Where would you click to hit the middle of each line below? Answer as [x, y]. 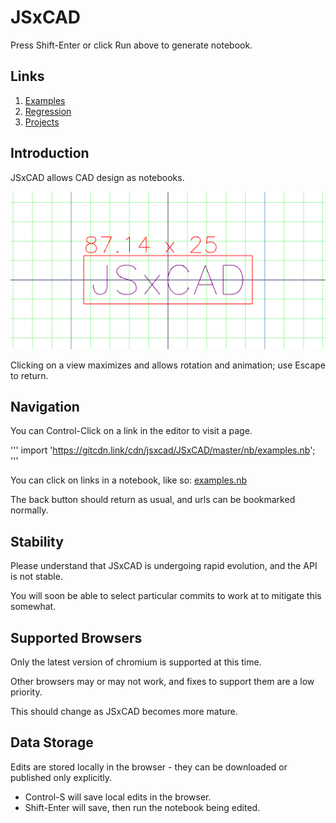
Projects [42, 122]
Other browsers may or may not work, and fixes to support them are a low [162, 681]
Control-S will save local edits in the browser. [118, 797]
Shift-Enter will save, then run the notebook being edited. [142, 807]
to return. [29, 375]
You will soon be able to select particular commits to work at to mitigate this [166, 596]
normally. [29, 510]
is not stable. [36, 577]
